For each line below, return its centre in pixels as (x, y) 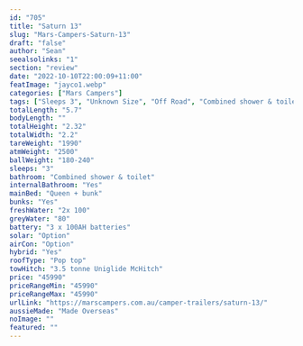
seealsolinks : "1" (44, 59)
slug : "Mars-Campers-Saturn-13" (70, 34)
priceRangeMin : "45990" (54, 286)
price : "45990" (38, 278)
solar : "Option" (40, 235)
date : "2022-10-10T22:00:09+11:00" (76, 77)
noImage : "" (32, 319)
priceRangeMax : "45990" (54, 294)
